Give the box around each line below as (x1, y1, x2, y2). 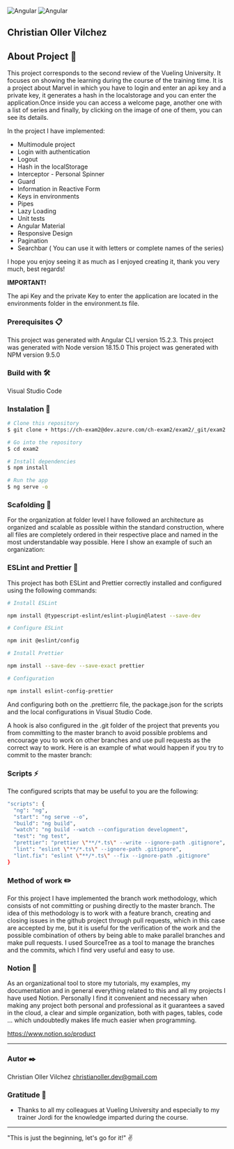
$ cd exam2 (7, 445, 39, 452)
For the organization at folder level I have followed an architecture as (7, 516, 204, 524)
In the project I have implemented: (7, 127, 106, 135)
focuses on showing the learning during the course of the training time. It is (7, 77, 224, 85)
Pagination (17, 237, 49, 245)
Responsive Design (17, 229, 73, 238)
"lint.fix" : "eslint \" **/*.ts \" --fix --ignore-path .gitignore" (13, 852, 210, 859)
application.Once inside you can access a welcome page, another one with (7, 98, 223, 107)
